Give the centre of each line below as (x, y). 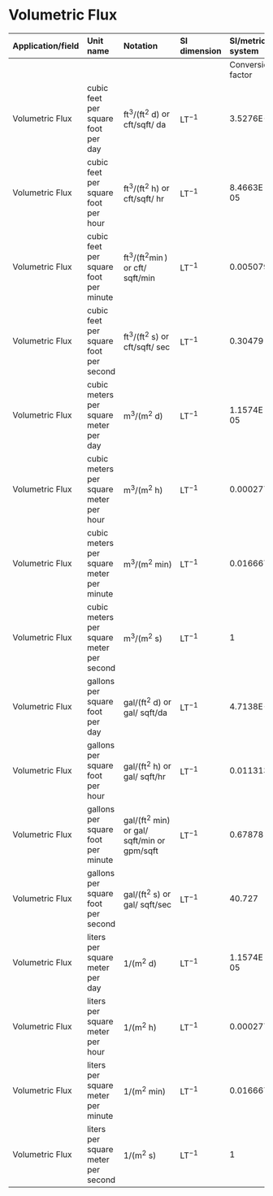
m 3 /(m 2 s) (143, 637)
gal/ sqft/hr (145, 776)
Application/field (46, 45)
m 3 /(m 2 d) (143, 415)
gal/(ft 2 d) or (147, 701)
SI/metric (248, 41)
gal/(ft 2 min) (147, 819)
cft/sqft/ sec (147, 347)
